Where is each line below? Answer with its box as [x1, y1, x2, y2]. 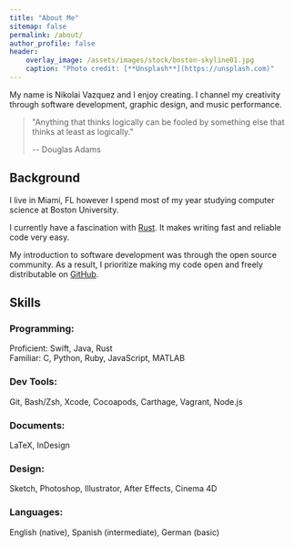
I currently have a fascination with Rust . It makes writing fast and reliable [9, 222, 282, 232]
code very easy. [9, 232, 70, 243]
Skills [9, 295, 41, 311]
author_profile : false [9, 38, 96, 48]
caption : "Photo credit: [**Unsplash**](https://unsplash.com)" [25, 65, 275, 74]
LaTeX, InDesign [9, 439, 70, 450]
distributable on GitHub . [9, 268, 99, 279]
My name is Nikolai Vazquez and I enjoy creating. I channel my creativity [9, 88, 280, 100]
